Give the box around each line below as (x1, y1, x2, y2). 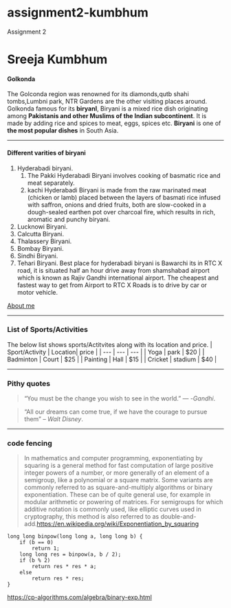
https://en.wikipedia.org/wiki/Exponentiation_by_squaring (36, 520, 199, 528)
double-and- (160, 513, 197, 521)
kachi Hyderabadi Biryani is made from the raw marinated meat (27, 185, 207, 194)
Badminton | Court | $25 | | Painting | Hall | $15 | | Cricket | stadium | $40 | (7, 355, 217, 363)
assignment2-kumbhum (7, 5, 149, 21)
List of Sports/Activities (7, 325, 88, 335)
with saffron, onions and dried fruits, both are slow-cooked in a (27, 201, 206, 209)
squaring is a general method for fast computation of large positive (23, 462, 214, 470)
